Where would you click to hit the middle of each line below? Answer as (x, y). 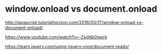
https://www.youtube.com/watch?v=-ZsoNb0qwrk (56, 37)
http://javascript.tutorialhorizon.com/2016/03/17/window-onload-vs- (74, 22)
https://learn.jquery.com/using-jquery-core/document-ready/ (67, 46)
